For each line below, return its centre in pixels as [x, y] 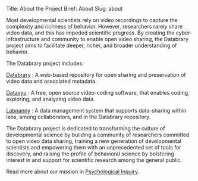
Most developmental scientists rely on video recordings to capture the [92, 20]
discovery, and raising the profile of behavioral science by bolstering [90, 154]
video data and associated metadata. [51, 81]
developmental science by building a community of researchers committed [98, 135]
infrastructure [23, 39]
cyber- [184, 33]
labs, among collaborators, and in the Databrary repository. [78, 117]
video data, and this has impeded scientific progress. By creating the [90, 33]
